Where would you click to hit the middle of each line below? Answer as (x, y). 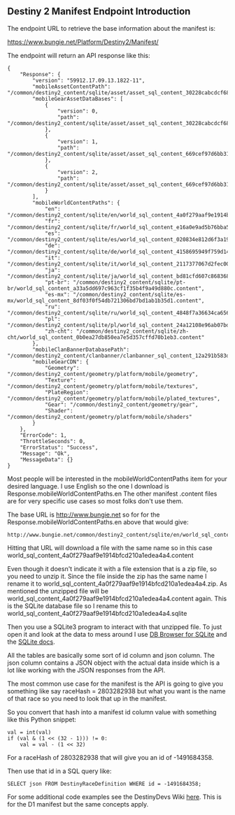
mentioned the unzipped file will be (58, 591)
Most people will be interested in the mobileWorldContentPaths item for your (117, 479)
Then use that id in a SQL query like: (59, 771)
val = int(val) (29, 732)
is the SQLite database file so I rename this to (72, 606)
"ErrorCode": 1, (44, 435)
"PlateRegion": (67, 392)
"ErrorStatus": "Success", (59, 447)
